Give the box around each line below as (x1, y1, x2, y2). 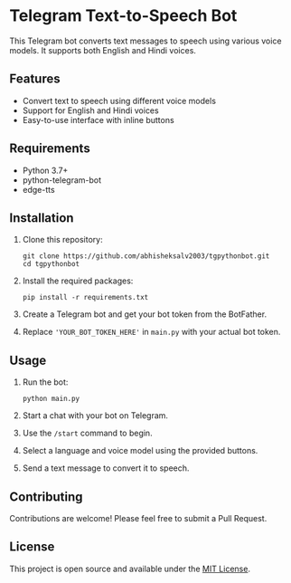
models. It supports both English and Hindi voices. (9, 44, 197, 55)
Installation (9, 210, 74, 225)
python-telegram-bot (22, 174, 102, 186)
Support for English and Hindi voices (22, 105, 160, 116)
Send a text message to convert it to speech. (22, 463, 190, 473)
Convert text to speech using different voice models (22, 95, 217, 106)
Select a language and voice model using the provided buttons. (22, 445, 258, 456)
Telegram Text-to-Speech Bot (9, 5, 238, 26)
